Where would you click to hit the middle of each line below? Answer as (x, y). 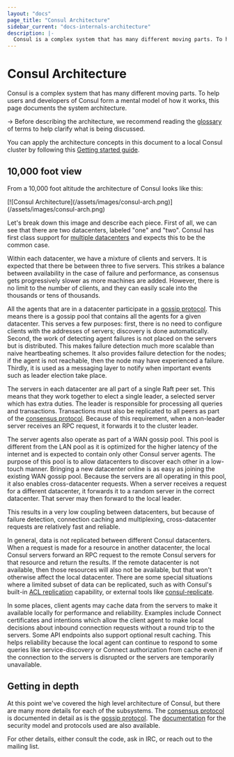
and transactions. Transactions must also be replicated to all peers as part (114, 411)
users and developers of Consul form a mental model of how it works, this (113, 101)
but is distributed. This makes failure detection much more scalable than (111, 346)
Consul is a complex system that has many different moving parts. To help (114, 93)
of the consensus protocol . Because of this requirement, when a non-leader (116, 418)
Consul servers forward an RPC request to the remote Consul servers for (111, 555)
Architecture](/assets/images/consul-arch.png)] (104, 202)
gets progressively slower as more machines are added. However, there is (113, 280)
